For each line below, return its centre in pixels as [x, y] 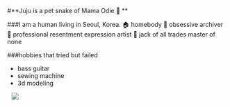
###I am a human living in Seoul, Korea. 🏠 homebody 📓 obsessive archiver [115, 25]
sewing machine [41, 76]
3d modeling [35, 83]
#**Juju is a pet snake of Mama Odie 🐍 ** [68, 11]
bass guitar [33, 68]
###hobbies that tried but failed [53, 55]
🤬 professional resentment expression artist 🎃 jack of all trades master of [111, 34]
